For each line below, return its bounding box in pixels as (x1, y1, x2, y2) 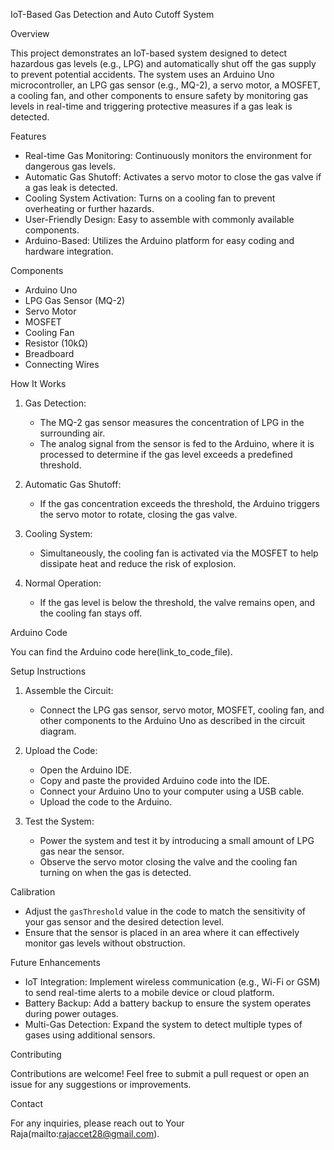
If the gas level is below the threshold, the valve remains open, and (39, 597, 316, 608)
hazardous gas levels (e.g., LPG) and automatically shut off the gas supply (10, 58, 317, 69)
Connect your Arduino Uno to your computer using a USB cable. (39, 785, 305, 797)
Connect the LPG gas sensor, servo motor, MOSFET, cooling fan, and (39, 704, 325, 716)
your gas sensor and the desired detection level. (24, 916, 225, 928)
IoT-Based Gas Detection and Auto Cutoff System (10, 9, 215, 20)
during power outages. (24, 1008, 119, 1019)
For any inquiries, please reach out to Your (10, 1117, 185, 1129)
